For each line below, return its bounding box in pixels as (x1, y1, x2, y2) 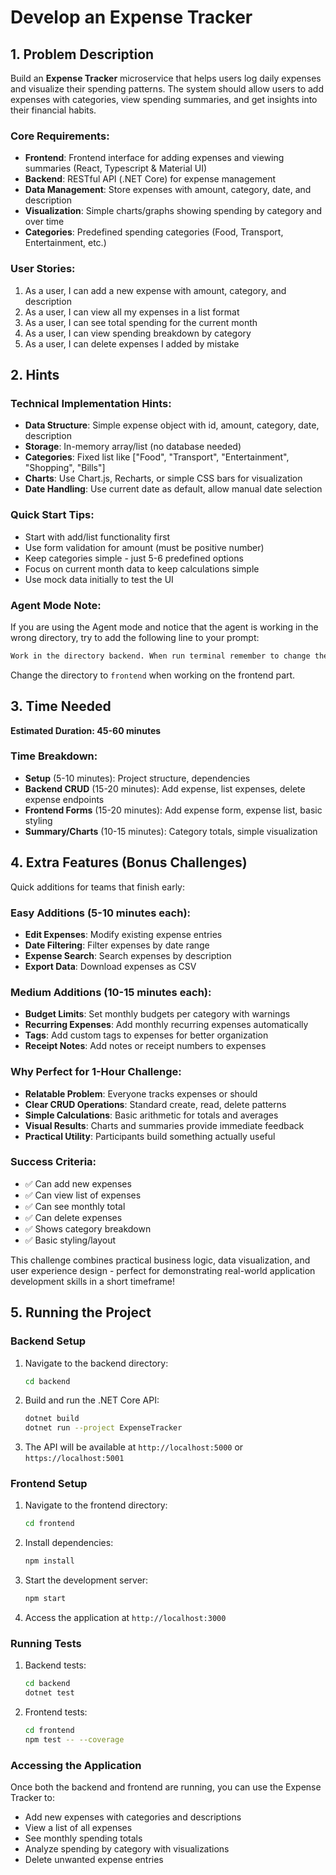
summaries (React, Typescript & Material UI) (24, 162, 208, 175)
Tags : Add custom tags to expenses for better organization (24, 1029, 269, 1041)
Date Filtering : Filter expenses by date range (24, 939, 210, 951)
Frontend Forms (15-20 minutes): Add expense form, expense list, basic (24, 804, 323, 816)
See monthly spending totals (24, 1832, 143, 1845)
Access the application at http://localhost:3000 (24, 1612, 227, 1624)
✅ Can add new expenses (24, 1177, 132, 1190)
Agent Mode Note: (10, 598, 102, 612)
